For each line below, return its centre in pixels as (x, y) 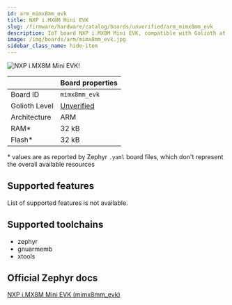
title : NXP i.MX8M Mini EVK (48, 20)
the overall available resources (51, 164)
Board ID (25, 94)
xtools (26, 256)
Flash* (22, 140)
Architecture (31, 117)
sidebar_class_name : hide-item (53, 46)
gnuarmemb (35, 249)
